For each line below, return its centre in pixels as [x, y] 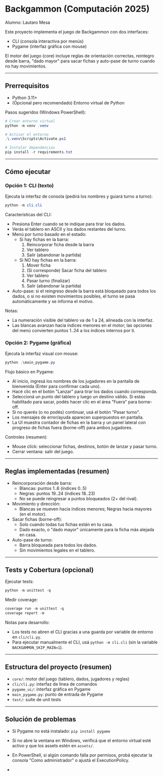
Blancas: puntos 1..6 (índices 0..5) [53, 488]
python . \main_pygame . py [30, 362]
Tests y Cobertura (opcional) [49, 570]
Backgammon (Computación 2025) [77, 9]
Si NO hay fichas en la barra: [48, 260]
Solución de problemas [41, 719]
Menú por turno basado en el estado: [49, 234]
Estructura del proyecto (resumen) [58, 667]
